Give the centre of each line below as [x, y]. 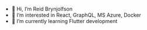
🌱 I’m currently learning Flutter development [64, 21]
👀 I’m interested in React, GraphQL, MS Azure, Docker [76, 15]
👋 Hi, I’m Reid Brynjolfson [42, 9]
